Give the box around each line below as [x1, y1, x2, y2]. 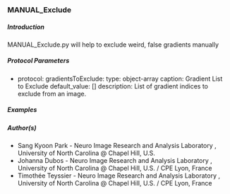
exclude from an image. [17, 89, 87, 98]
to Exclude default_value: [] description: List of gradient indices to [17, 81, 208, 90]
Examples [7, 105, 37, 114]
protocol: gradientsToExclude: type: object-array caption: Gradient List [17, 74, 223, 83]
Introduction [7, 23, 44, 31]
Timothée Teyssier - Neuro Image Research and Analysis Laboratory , [17, 171, 221, 180]
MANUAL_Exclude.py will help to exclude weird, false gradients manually [7, 40, 219, 49]
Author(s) [7, 123, 37, 132]
